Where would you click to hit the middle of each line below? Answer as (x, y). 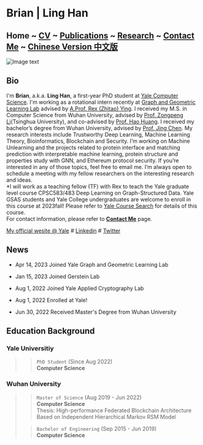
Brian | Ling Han (47, 13)
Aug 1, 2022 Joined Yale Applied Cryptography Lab (80, 288)
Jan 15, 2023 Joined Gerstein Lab (57, 276)
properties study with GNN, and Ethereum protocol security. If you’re (93, 160)
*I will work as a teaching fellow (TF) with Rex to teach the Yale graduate (98, 186)
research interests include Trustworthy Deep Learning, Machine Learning (98, 134)
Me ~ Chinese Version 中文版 (62, 47)
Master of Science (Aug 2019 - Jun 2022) (89, 397)
